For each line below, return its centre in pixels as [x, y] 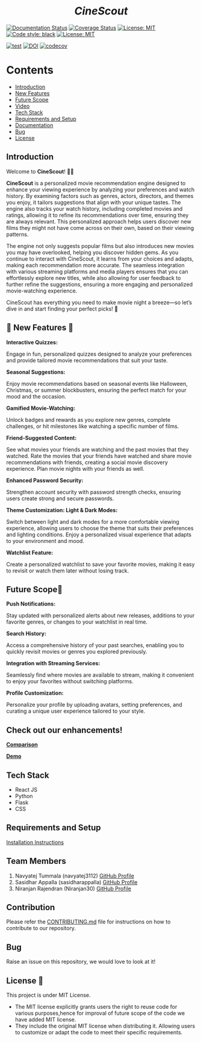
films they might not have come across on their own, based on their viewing [100, 228]
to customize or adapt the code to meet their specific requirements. [99, 1032]
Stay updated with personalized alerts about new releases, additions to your [100, 616]
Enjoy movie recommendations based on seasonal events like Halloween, [97, 383]
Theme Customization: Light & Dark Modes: [62, 510]
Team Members [36, 861]
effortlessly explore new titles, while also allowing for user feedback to [94, 278]
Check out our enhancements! [64, 730]
